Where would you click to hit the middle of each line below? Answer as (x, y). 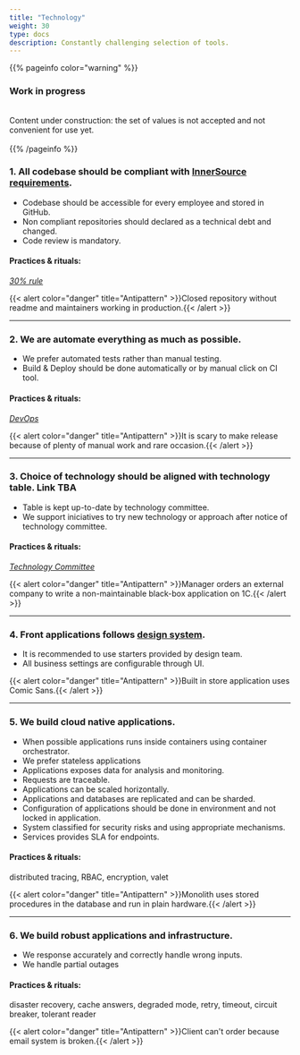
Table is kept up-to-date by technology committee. (116, 507)
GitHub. (36, 212)
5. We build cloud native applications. (92, 722)
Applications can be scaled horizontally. (96, 789)
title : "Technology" (48, 17)
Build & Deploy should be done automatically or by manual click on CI (150, 369)
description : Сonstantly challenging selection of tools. (119, 43)
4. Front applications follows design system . (107, 634)
